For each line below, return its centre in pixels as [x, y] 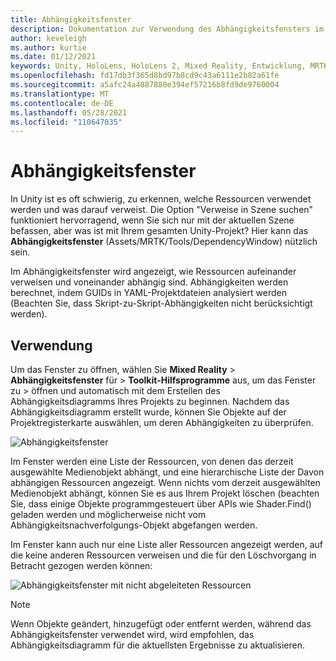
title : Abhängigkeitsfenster [71, 19]
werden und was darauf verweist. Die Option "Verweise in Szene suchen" [162, 210]
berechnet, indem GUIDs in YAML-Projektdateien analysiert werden [148, 293]
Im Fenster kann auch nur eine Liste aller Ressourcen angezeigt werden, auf [167, 544]
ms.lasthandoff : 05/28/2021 [69, 112]
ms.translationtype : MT [60, 94]
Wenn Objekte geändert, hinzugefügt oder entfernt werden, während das [161, 624]
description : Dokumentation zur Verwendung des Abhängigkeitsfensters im [167, 29]
